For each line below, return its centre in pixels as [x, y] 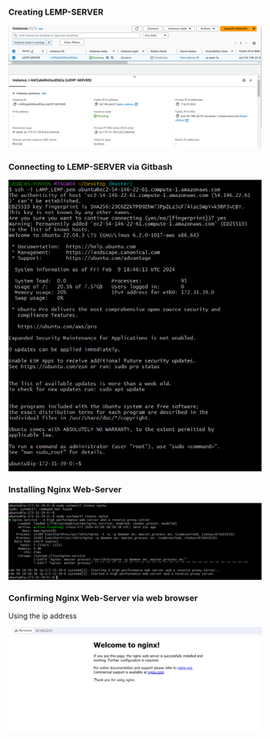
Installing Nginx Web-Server [65, 490]
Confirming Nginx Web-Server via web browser [103, 598]
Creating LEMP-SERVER [56, 12]
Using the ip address [43, 616]
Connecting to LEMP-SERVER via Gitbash [90, 166]
